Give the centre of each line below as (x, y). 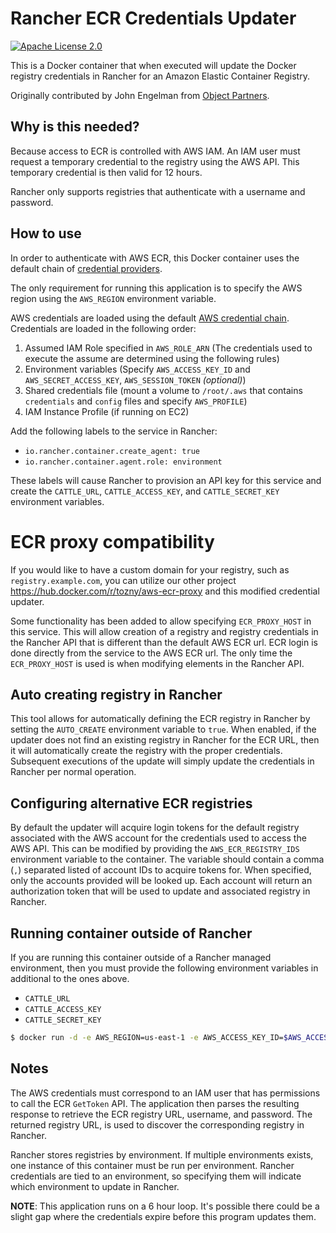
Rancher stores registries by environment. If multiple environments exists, (162, 1154)
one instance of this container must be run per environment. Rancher (152, 1165)
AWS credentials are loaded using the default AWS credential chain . (150, 318)
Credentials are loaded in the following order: (103, 328)
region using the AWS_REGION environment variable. (113, 298)
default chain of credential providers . (86, 268)
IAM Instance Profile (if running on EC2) (107, 411)
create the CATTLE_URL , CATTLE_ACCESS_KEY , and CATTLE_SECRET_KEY (145, 491)
